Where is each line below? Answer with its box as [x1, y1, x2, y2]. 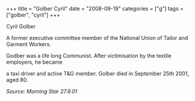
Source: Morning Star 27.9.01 [6, 88, 78, 94]
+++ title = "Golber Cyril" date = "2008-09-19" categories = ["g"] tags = [6, 5, 184, 12]
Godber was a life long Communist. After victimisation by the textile [6, 52, 172, 59]
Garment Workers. [6, 41, 52, 48]
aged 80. [6, 77, 29, 83]
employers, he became [6, 59, 63, 65]
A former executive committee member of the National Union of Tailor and [6, 34, 188, 41]
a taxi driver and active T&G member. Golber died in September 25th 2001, [6, 70, 190, 77]
